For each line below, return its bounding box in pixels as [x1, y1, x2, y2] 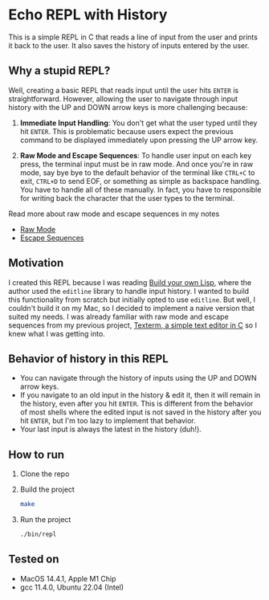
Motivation [8, 256, 64, 270]
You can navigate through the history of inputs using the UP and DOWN [19, 373, 257, 383]
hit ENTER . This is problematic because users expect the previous [19, 126, 234, 136]
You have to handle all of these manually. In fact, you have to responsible [19, 185, 262, 194]
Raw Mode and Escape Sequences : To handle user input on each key [19, 150, 252, 160]
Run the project [19, 515, 71, 524]
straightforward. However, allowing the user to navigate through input [8, 94, 238, 104]
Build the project [19, 484, 75, 495]
